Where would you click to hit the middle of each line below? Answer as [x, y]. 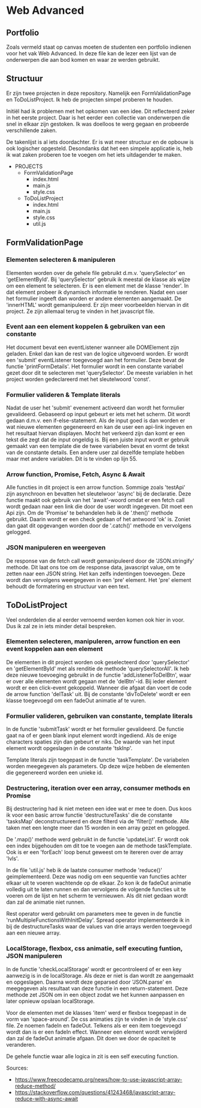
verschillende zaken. [32, 130]
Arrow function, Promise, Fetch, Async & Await [76, 474]
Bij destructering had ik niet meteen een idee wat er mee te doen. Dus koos [99, 809]
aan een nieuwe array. [33, 933]
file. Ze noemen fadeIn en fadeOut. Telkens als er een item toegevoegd [94, 1025]
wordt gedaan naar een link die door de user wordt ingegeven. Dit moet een [100, 507]
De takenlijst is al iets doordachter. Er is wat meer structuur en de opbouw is [100, 142]
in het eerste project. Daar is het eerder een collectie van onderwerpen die [98, 117]
